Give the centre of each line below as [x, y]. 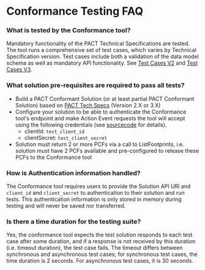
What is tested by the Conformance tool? [69, 31]
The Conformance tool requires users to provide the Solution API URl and [99, 186]
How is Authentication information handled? [73, 173]
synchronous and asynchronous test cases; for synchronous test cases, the [102, 254]
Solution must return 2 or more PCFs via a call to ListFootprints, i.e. [100, 144]
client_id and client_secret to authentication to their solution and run [95, 193]
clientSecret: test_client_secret [66, 137]
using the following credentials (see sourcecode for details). [91, 125]
